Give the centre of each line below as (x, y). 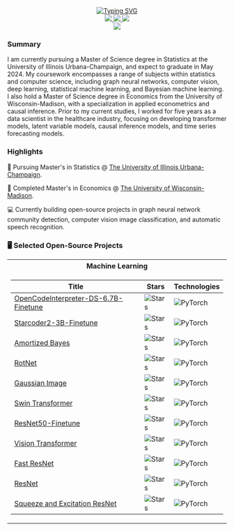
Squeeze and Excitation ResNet (65, 503)
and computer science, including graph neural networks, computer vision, (113, 82)
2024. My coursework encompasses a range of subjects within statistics (111, 74)
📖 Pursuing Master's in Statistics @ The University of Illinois (93, 167)
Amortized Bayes (42, 342)
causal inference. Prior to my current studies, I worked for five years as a (112, 111)
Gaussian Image (41, 383)
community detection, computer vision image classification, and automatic (114, 219)
